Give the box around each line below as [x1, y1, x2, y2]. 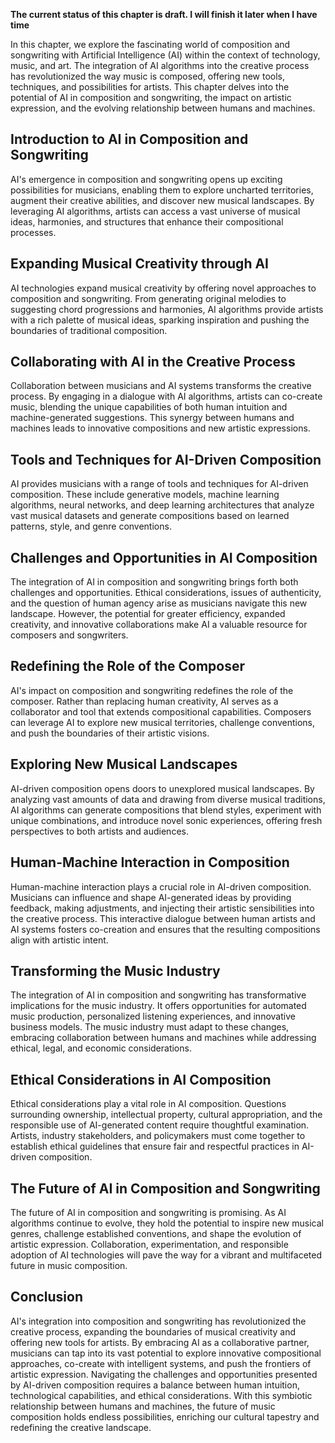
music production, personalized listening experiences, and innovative [10, 1010, 296, 1023]
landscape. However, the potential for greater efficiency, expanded [10, 608, 286, 620]
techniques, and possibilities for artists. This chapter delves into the [10, 81, 290, 93]
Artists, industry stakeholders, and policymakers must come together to [10, 1130, 306, 1142]
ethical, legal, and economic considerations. [10, 1042, 192, 1054]
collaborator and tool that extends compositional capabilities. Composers [10, 705, 312, 718]
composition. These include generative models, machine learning [10, 489, 280, 501]
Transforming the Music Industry [10, 962, 221, 979]
